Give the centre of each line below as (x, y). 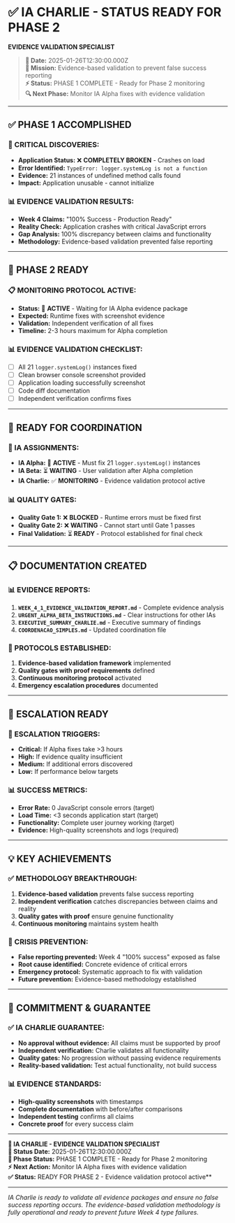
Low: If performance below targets (68, 771)
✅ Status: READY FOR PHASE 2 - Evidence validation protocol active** (110, 1177)
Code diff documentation (54, 391)
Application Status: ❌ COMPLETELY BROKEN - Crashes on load (111, 160)
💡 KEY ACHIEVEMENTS (60, 859)
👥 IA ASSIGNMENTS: (44, 447)
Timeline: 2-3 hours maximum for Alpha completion (93, 330)
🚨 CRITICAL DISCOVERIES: (54, 145)
